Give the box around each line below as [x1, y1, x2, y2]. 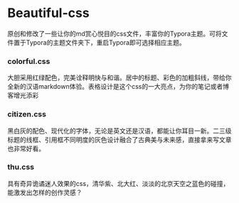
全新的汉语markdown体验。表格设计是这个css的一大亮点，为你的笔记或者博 [7, 82, 230, 91]
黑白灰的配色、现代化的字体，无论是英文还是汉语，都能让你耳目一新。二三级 [7, 126, 232, 135]
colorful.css [7, 56, 51, 66]
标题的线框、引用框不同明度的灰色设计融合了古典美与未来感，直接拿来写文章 [7, 135, 232, 143]
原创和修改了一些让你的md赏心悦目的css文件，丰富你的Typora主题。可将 [7, 29, 222, 38]
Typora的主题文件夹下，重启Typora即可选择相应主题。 [26, 38, 186, 47]
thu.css [7, 162, 34, 172]
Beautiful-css [7, 5, 90, 21]
